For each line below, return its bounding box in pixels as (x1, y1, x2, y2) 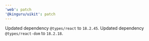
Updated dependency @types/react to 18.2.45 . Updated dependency (5, 25, 144, 31)
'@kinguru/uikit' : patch (5, 12, 56, 17)
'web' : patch (5, 7, 32, 12)
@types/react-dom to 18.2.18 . (5, 30, 64, 36)
